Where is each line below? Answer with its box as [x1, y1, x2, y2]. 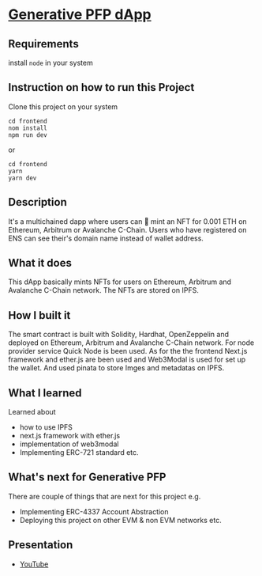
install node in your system [8, 58, 93, 67]
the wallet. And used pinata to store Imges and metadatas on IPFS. [8, 363, 225, 373]
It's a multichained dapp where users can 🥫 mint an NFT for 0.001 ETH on [8, 216, 247, 226]
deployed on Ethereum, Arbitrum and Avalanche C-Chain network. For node [8, 338, 255, 347]
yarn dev [8, 174, 37, 182]
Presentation [8, 538, 73, 551]
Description [8, 195, 67, 209]
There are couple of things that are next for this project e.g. [8, 491, 201, 501]
